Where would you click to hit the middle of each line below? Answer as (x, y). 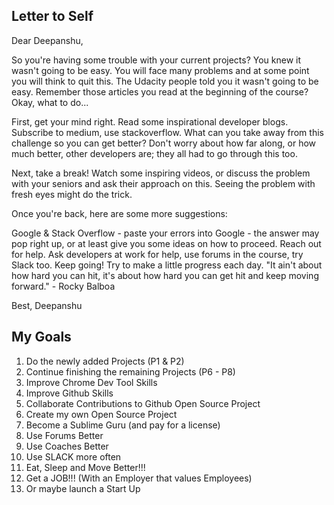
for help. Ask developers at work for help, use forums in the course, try (157, 254)
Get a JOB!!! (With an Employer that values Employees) (139, 478)
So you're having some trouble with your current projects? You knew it (156, 60)
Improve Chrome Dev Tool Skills (91, 382)
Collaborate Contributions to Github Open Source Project (143, 403)
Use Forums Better (64, 435)
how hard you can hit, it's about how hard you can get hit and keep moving (165, 275)
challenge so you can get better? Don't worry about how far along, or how (164, 143)
